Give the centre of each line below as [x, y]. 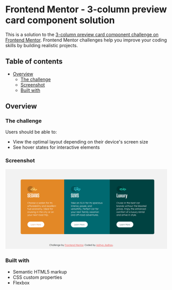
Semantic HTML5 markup [40, 272]
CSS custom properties [37, 277]
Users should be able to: [31, 132]
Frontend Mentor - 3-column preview [86, 9]
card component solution [60, 20]
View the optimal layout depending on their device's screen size [80, 142]
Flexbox [21, 282]
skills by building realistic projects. [42, 45]
